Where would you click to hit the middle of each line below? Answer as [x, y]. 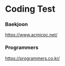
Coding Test [30, 9]
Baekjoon [17, 24]
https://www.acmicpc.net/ [31, 35]
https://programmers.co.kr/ [32, 58]
